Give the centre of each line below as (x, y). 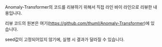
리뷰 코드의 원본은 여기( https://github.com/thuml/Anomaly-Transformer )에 (77, 23)
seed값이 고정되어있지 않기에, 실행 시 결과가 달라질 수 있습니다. (65, 39)
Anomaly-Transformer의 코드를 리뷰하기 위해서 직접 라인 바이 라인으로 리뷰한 (79, 7)
